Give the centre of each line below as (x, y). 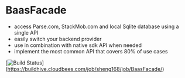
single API (26, 32)
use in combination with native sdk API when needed (78, 45)
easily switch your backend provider (58, 39)
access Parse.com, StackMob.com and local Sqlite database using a (96, 26)
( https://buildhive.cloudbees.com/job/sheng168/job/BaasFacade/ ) (85, 69)
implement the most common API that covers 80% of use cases (91, 51)
